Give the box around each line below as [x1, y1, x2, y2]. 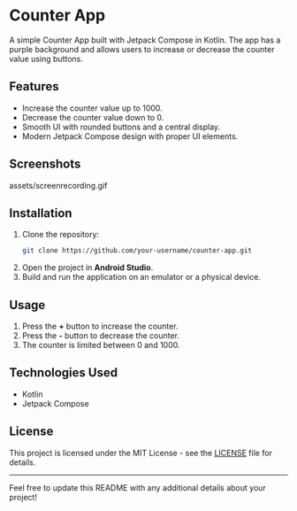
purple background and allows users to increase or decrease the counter [9, 43, 275, 54]
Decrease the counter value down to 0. [21, 112, 164, 122]
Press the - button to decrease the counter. [21, 330, 179, 341]
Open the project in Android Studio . [21, 262, 154, 273]
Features [9, 79, 59, 94]
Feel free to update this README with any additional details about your [9, 482, 267, 492]
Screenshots [9, 157, 81, 172]
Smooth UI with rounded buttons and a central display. [21, 121, 221, 132]
